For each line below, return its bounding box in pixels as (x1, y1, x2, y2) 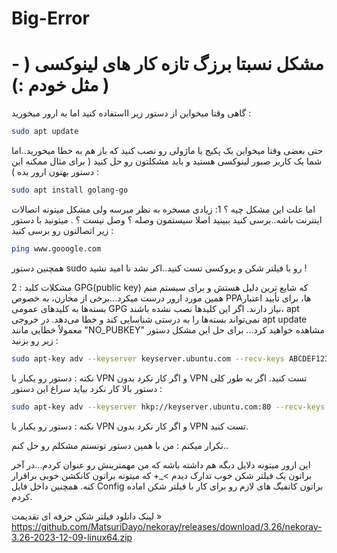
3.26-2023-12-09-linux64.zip (11, 531, 133, 543)
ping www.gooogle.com (11, 243, 102, 254)
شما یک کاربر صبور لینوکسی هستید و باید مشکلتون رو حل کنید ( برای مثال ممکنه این (11, 155, 323, 167)
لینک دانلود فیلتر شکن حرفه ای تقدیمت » (11, 510, 163, 522)
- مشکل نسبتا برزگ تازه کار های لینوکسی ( (11, 53, 325, 76)
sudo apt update (11, 127, 79, 137)
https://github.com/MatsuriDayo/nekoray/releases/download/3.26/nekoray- (11, 520, 323, 532)
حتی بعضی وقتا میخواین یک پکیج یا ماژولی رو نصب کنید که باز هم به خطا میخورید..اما (11, 145, 324, 156)
